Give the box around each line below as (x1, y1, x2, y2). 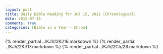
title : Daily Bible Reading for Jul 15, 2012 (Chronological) (5, 12, 136, 17)
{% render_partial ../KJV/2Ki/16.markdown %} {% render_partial (5, 38, 136, 44)
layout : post (5, 7, 32, 12)
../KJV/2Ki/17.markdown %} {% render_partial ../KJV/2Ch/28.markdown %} (5, 44, 159, 50)
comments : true (5, 20, 37, 26)
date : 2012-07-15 (5, 16, 41, 21)
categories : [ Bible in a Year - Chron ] (5, 25, 88, 30)
